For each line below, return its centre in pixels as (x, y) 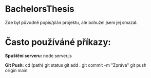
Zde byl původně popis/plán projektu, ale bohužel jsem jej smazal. (71, 22)
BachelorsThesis (40, 9)
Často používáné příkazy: (58, 42)
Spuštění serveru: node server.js (38, 56)
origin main (16, 70)
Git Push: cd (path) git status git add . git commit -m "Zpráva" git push (76, 65)
